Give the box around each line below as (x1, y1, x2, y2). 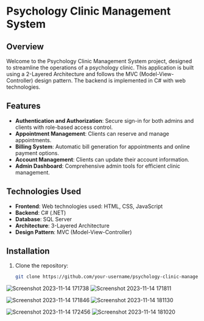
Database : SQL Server (15, 215, 72, 223)
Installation (6, 246, 50, 257)
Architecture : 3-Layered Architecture (15, 222, 110, 229)
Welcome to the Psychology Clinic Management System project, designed (6, 58, 192, 64)
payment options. (15, 149, 60, 156)
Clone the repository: (15, 262, 69, 269)
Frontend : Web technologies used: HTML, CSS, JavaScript (15, 202, 163, 210)
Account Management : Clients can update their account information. (15, 156, 190, 163)
